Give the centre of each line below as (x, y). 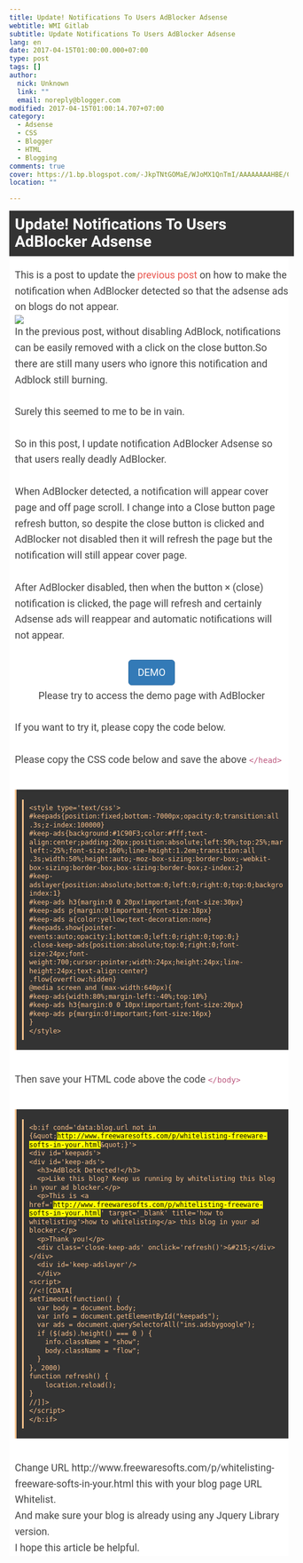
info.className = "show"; (93, 1342)
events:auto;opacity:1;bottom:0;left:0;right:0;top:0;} (135, 936)
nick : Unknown (43, 83)
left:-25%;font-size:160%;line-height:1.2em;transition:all (143, 850)
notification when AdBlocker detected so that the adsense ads (151, 291)
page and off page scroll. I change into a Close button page (145, 507)
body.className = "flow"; (93, 1351)
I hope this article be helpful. (77, 1547)
